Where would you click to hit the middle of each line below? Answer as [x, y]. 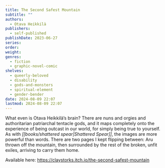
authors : [14, 19]
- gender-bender [27, 94]
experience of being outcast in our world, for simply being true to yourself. [83, 129]
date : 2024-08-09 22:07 [30, 99]
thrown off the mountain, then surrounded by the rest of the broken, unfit [81, 145]
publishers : [18, 29]
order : [12, 47]
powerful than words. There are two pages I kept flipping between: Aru [79, 140]
